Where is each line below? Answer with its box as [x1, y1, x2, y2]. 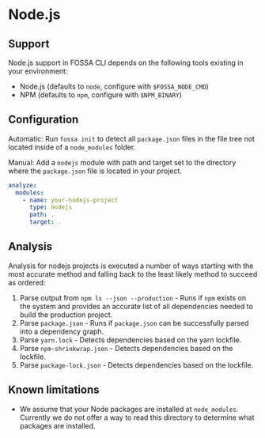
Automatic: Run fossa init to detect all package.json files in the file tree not [8, 134, 256, 143]
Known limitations [8, 383, 100, 397]
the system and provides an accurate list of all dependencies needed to [19, 301, 253, 311]
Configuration [8, 113, 79, 126]
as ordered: [8, 278, 46, 287]
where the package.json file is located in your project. [8, 166, 182, 176]
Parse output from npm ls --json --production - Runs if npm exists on [19, 293, 247, 302]
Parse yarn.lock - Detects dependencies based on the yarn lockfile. [19, 334, 242, 345]
